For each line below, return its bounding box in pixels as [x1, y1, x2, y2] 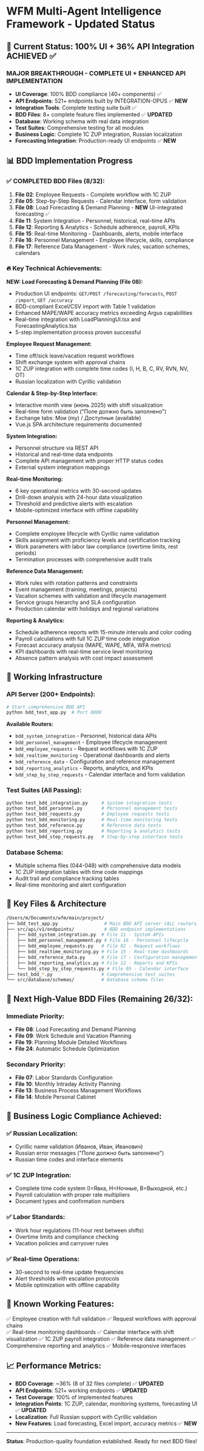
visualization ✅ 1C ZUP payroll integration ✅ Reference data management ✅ [6, 1335, 196, 1342]
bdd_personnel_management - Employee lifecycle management [15, 739, 168, 746]
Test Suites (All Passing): [6, 786, 82, 794]
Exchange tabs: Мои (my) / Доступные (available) [15, 414, 141, 421]
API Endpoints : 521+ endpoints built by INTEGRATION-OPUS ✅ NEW [15, 97, 188, 104]
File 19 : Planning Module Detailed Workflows [15, 1039, 127, 1046]
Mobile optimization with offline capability [15, 1281, 120, 1288]
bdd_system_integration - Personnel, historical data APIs [15, 732, 157, 740]
